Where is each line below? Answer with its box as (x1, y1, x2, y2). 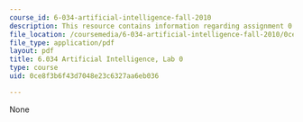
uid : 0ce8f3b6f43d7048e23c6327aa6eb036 (9, 72, 160, 81)
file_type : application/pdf (9, 38, 115, 48)
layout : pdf (9, 47, 54, 56)
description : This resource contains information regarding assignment (9, 22, 284, 30)
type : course (9, 64, 59, 73)
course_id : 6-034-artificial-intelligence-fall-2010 (9, 13, 212, 22)
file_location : (9, 30, 67, 39)
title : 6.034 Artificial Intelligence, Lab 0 (9, 55, 183, 64)
